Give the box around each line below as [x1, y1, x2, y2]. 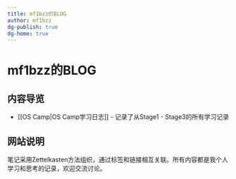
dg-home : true [7, 30, 49, 37]
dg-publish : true [7, 23, 58, 30]
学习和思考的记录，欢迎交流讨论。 [7, 164, 106, 173]
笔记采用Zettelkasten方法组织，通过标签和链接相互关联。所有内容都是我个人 [7, 156, 229, 164]
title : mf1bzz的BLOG [7, 10, 67, 18]
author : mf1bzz [7, 17, 52, 24]
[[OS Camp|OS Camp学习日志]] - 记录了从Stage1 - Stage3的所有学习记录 [17, 113, 229, 121]
